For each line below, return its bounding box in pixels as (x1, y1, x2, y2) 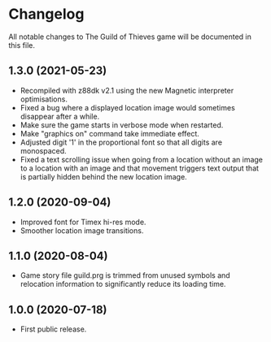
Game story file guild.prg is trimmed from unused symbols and (20, 271, 230, 280)
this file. (8, 40, 35, 50)
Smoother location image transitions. (20, 225, 144, 236)
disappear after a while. (20, 111, 100, 121)
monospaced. (20, 145, 67, 155)
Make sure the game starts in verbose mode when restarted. (20, 119, 224, 130)
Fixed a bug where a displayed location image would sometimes (20, 102, 236, 112)
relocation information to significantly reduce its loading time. (20, 279, 226, 289)
